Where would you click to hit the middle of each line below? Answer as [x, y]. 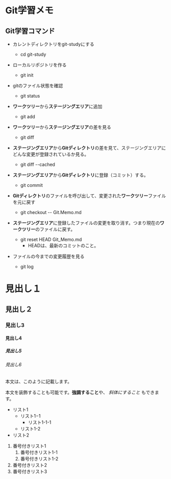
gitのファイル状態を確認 [38, 86]
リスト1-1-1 [40, 422]
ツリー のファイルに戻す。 [48, 229]
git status [30, 96]
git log [27, 267]
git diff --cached [38, 164]
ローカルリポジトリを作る [40, 65]
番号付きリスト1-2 [39, 459]
